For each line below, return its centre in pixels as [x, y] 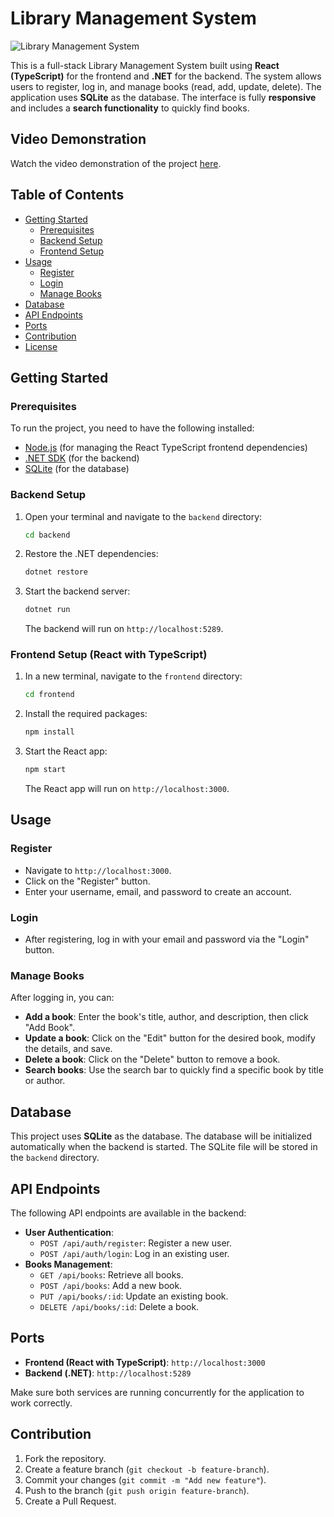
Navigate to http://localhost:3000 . [98, 870]
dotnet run [47, 610]
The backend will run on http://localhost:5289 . [124, 629]
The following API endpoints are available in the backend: [128, 1213]
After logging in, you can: [62, 998]
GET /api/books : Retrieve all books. [111, 1275]
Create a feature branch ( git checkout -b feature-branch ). [147, 1469]
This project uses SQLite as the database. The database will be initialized [161, 1136]
